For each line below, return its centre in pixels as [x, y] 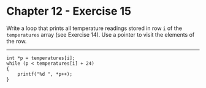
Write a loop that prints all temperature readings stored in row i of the [94, 28]
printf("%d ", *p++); [45, 74]
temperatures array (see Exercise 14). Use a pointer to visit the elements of [101, 34]
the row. [17, 41]
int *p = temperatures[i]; [41, 58]
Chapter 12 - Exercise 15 [69, 11]
